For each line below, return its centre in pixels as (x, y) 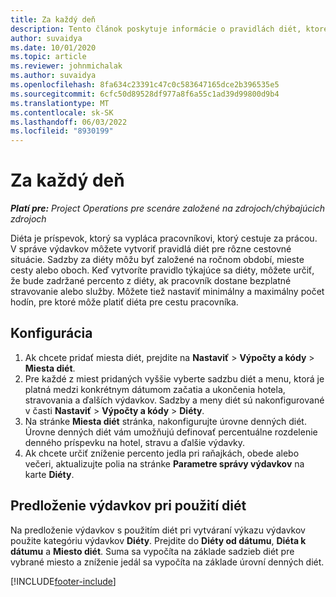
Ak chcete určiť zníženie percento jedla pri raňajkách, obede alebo (162, 453)
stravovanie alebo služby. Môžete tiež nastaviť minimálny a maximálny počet (167, 292)
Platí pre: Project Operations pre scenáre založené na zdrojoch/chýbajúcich (167, 208)
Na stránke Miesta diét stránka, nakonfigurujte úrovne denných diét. (165, 421)
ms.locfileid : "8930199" (62, 131)
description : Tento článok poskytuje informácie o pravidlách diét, (156, 29)
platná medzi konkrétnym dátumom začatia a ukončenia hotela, (155, 389)
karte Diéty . (49, 474)
